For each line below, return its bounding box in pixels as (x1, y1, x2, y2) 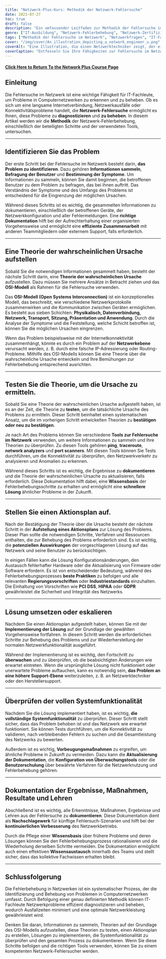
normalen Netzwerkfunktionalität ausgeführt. (5, 642, 97, 648)
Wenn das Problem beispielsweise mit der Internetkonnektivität (5, 335, 133, 341)
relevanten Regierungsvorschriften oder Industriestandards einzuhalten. (5, 578, 156, 584)
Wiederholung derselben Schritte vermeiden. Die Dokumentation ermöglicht (5, 843, 160, 849)
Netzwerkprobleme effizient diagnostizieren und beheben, (26, 901, 145, 908)
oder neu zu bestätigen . (5, 422, 55, 428)
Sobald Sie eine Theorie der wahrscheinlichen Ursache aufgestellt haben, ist (5, 401, 161, 407)
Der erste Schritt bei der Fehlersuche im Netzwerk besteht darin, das (5, 161, 146, 167)
